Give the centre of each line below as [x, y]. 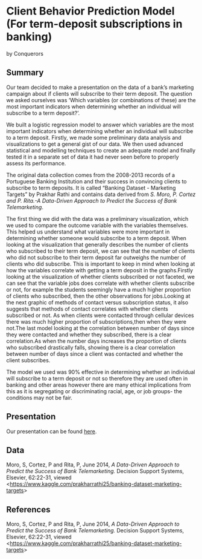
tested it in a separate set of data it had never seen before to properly [93, 157]
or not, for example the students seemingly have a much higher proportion [99, 289]
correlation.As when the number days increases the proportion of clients [96, 341]
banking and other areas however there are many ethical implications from [99, 385]
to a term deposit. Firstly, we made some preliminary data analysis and [94, 137]
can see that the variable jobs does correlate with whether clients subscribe [100, 283]
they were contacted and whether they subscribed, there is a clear [89, 335]
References [28, 509]
